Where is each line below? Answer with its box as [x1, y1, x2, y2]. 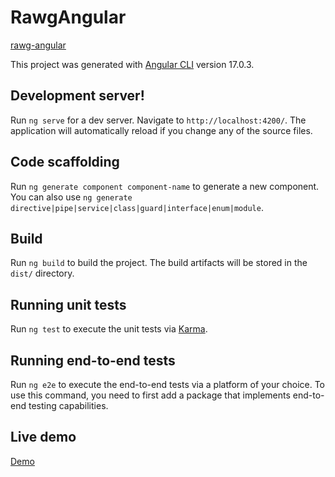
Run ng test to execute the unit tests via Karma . [10, 323, 208, 335]
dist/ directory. [10, 267, 75, 280]
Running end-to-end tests [10, 352, 176, 369]
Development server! [10, 87, 145, 105]
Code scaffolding [10, 154, 120, 171]
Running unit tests [10, 296, 127, 313]
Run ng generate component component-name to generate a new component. [10, 180, 320, 192]
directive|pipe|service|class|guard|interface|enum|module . [10, 201, 264, 213]
